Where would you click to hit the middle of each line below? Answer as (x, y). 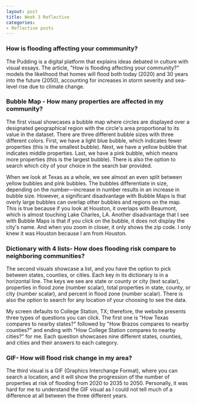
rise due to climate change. (52, 87)
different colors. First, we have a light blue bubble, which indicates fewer (94, 140)
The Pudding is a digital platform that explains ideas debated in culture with (97, 61)
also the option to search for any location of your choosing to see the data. (96, 300)
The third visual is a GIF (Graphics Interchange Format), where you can (92, 371)
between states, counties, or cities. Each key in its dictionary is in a (87, 275)
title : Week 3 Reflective (38, 17)
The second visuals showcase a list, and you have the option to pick (89, 269)
